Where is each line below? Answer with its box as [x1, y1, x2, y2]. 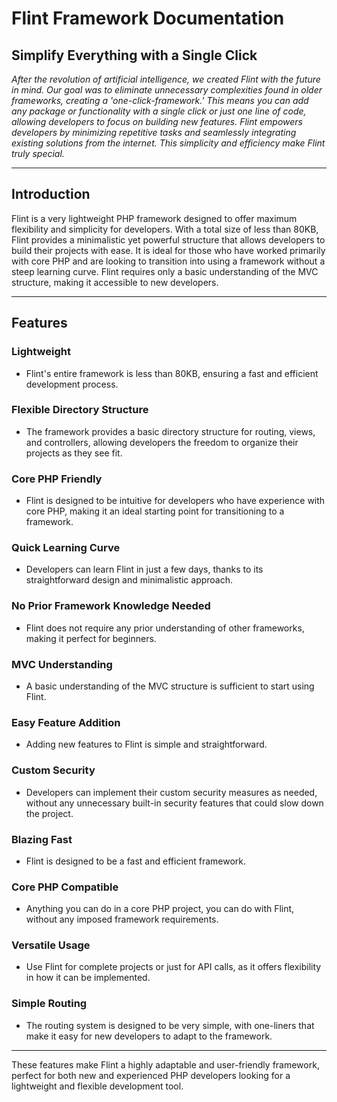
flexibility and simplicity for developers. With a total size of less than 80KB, [11, 223, 319, 235]
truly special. [11, 148, 65, 159]
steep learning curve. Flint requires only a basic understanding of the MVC [11, 265, 319, 277]
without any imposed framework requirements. [25, 913, 219, 926]
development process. [25, 378, 119, 390]
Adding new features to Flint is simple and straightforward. [25, 738, 268, 751]
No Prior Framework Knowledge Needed [11, 599, 211, 613]
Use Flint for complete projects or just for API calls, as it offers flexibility [25, 961, 322, 973]
